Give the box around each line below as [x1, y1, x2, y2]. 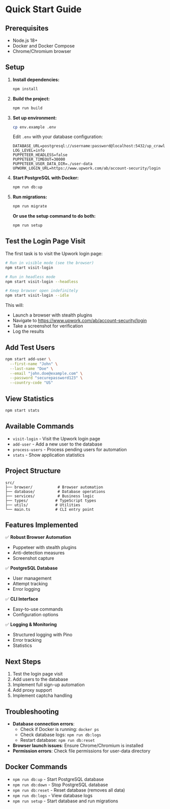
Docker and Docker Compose [12, 43, 75, 49]
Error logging [12, 586, 41, 592]
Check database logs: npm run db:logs [20, 732, 101, 738]
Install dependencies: [12, 76, 60, 83]
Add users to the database [12, 676, 69, 683]
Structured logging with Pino [12, 632, 73, 638]
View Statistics [5, 394, 54, 403]
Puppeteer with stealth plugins [12, 544, 77, 551]
